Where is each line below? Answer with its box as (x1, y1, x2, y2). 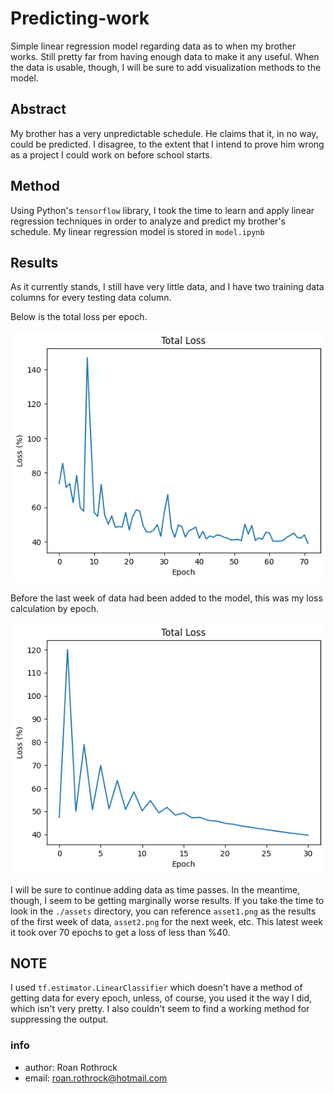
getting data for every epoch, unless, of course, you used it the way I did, (10, 992, 313, 1004)
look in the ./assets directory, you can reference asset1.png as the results (10, 905, 317, 917)
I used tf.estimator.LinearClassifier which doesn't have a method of (10, 982, 303, 994)
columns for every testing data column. (10, 292, 172, 304)
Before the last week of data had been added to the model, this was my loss (10, 592, 323, 604)
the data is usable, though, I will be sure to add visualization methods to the (10, 61, 322, 73)
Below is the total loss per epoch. (10, 311, 148, 323)
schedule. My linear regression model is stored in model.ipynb (10, 225, 265, 237)
